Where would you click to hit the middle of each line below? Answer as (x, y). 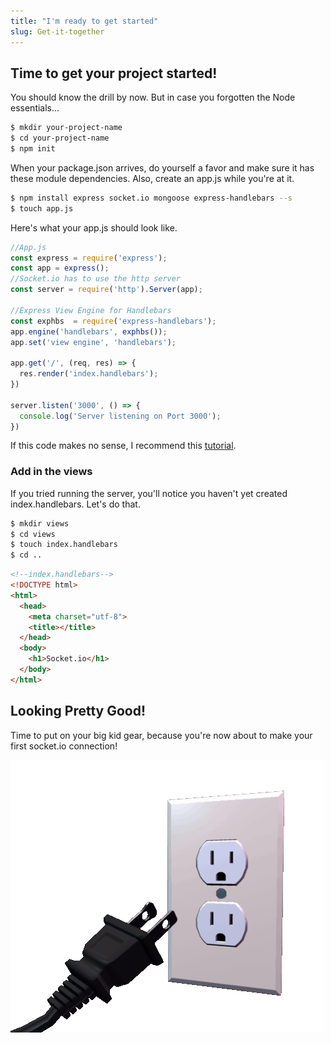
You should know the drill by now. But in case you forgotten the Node (153, 97)
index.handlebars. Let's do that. (75, 504)
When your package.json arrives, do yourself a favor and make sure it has (162, 167)
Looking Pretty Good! (78, 711)
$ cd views (33, 534)
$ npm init (33, 149)
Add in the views (51, 472)
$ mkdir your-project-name (66, 128)
